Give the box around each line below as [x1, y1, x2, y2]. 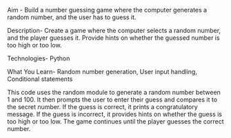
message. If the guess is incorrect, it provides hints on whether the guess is [7, 110, 223, 118]
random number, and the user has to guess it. [7, 13, 137, 21]
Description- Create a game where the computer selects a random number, [7, 27, 221, 34]
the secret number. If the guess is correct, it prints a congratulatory [7, 103, 198, 111]
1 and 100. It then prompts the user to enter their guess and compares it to [7, 95, 218, 104]
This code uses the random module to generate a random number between [7, 89, 221, 96]
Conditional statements [7, 75, 73, 83]
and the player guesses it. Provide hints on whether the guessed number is [7, 34, 220, 42]
